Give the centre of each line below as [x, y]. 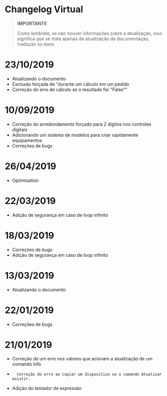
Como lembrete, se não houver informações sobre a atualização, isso [90, 33]
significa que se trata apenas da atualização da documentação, [83, 39]
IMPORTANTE [32, 23]
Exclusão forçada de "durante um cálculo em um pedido [71, 84]
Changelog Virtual [44, 9]
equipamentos [27, 140]
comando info [27, 364]
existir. [21, 379]
